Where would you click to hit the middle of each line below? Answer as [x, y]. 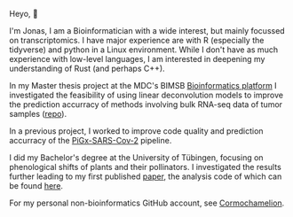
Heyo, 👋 [24, 14]
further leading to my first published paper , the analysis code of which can [146, 176]
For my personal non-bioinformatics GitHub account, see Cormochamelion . [147, 203]
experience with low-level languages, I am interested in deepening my [137, 59]
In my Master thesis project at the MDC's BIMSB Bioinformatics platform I [143, 85]
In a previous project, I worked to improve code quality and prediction [136, 131]
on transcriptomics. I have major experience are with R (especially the [137, 40]
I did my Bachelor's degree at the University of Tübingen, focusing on [136, 158]
